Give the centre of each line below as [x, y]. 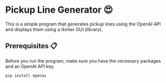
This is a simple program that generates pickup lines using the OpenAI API [83, 24]
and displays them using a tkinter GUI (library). [54, 29]
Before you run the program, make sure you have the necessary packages [83, 61]
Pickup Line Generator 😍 [59, 10]
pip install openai [26, 75]
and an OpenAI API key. [30, 66]
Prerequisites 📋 [31, 46]
